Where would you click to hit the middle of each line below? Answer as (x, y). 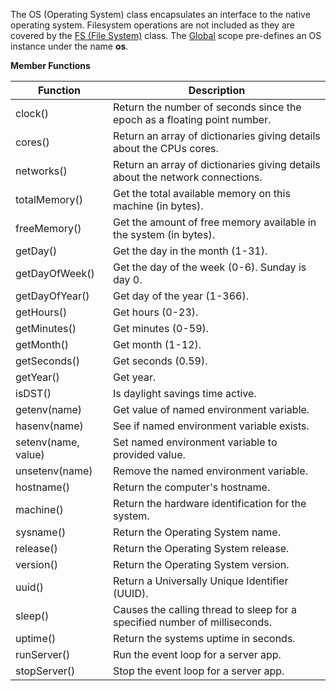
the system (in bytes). (164, 234)
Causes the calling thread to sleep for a (205, 609)
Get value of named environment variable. (211, 409)
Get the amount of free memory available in (215, 222)
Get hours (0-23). (156, 312)
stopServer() (45, 671)
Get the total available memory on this (202, 193)
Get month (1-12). (157, 344)
